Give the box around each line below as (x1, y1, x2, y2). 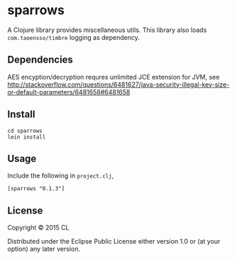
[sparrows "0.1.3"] (7, 185, 65, 193)
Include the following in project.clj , (7, 171, 114, 180)
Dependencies (7, 54, 73, 66)
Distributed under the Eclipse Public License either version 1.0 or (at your (7, 237, 221, 246)
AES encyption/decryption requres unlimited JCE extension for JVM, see (7, 72, 220, 81)
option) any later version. (7, 244, 80, 254)
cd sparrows (7, 127, 43, 134)
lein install (7, 134, 46, 141)
